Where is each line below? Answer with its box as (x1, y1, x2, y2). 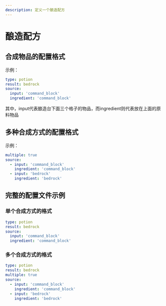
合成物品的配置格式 (5, 53, 65, 61)
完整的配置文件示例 (5, 191, 65, 200)
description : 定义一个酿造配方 (5, 7, 65, 13)
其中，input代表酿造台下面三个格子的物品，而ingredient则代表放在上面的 (5, 106, 157, 111)
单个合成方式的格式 (5, 208, 52, 215)
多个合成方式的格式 (5, 251, 52, 258)
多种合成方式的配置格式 (5, 128, 78, 137)
